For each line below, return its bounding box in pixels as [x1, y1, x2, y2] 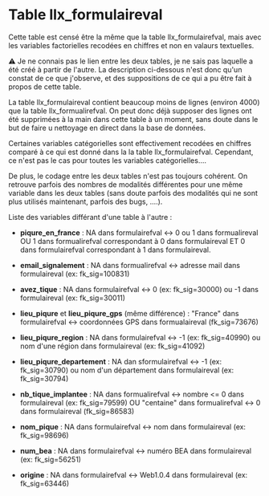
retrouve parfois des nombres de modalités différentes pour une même [8, 179, 243, 189]
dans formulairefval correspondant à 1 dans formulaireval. [19, 245, 211, 254]
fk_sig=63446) [19, 478, 70, 488]
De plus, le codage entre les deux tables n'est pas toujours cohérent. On [8, 171, 248, 181]
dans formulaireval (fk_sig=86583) [19, 406, 135, 416]
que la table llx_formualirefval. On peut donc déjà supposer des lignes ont [8, 106, 252, 116]
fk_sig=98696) [19, 430, 70, 440]
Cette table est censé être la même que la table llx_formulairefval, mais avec [8, 32, 262, 42]
